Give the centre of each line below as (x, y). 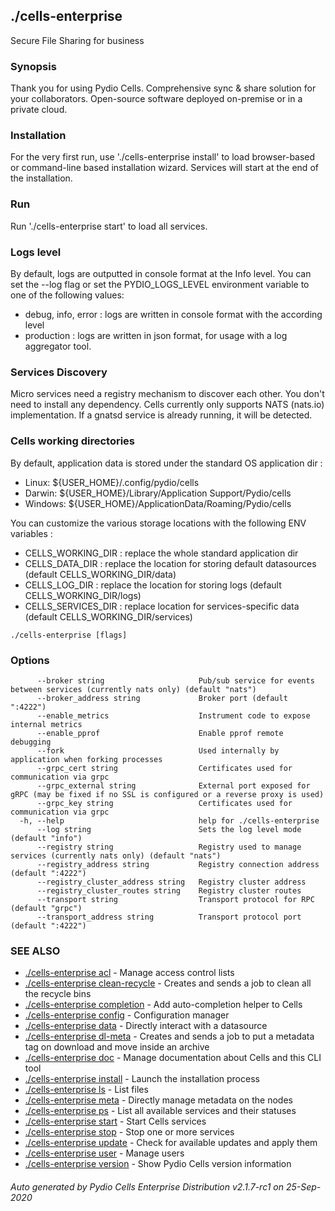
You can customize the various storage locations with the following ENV (158, 523)
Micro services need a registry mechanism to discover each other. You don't (167, 394)
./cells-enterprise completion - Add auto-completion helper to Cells (163, 1005)
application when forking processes (86, 759)
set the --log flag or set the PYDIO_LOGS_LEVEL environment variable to (160, 284)
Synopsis (33, 66)
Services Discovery (59, 372)
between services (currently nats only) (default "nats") (133, 689)
